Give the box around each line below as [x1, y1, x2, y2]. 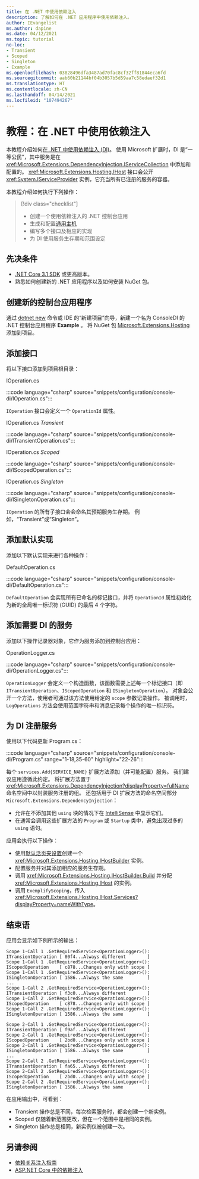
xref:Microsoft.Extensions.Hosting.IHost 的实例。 [14, 879, 135, 886]
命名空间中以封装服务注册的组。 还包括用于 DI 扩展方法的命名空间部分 [6, 789, 177, 797]
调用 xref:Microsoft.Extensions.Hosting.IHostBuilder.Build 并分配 [14, 872, 172, 879]
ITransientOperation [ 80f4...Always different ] [6, 954, 150, 960]
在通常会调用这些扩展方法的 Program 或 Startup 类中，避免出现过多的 [14, 817, 183, 824]
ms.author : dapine [6, 25, 52, 32]
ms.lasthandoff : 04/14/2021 [6, 92, 76, 98]
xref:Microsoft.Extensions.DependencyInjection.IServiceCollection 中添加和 [6, 160, 191, 167]
